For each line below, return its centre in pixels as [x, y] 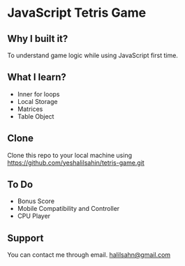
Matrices [30, 109]
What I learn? [37, 77]
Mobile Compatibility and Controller [68, 209]
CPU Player [34, 216]
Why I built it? [38, 39]
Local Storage [37, 101]
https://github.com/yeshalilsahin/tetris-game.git [76, 163]
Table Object [36, 116]
